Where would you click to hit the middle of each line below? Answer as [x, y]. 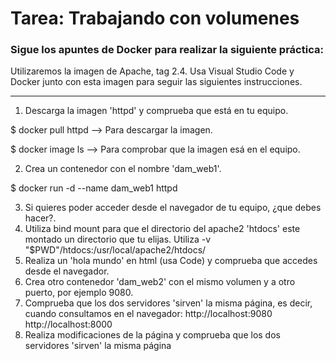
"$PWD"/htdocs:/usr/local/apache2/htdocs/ [115, 250]
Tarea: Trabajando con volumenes [155, 18]
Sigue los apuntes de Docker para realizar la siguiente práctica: [167, 50]
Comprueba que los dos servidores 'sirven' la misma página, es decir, [168, 303]
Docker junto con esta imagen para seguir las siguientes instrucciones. [156, 82]
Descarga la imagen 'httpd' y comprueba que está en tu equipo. [156, 111]
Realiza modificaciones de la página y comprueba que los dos [152, 335]
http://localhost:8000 [68, 324]
